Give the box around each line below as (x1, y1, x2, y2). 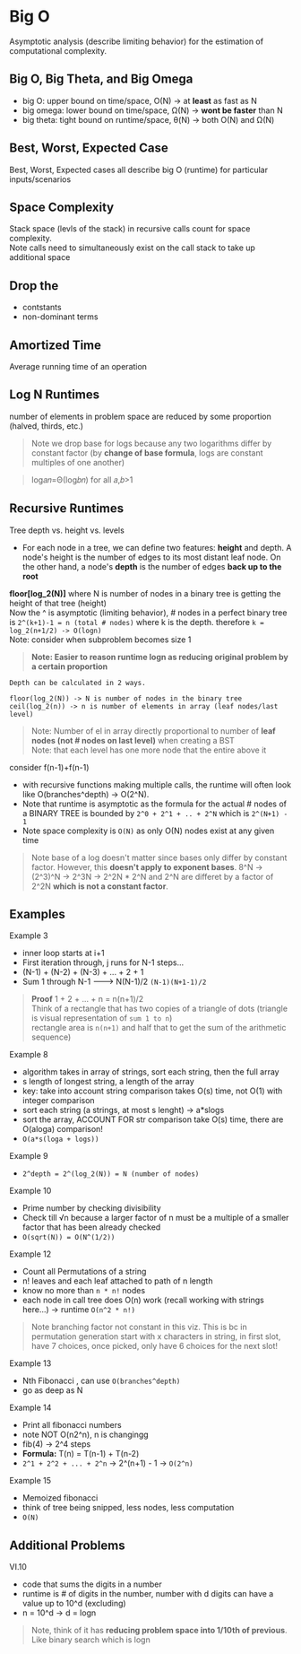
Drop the (9, 278, 59, 293)
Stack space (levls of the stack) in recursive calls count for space (9, 223, 251, 234)
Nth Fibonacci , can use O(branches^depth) (21, 1375, 181, 1387)
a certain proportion (30, 661, 108, 672)
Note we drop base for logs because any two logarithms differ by (30, 438, 272, 448)
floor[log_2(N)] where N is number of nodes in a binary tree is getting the (9, 588, 281, 598)
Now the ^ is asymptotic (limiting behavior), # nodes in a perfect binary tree (9, 607, 288, 618)
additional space (9, 252, 71, 263)
